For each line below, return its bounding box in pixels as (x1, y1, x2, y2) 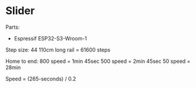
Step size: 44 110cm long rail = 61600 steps (5, 46, 111, 53)
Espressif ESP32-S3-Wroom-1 (13, 35, 87, 42)
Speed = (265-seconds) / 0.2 (5, 75, 76, 82)
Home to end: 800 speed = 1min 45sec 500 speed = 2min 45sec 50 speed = (5, 57, 191, 65)
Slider (5, 4, 35, 18)
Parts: (5, 23, 20, 31)
